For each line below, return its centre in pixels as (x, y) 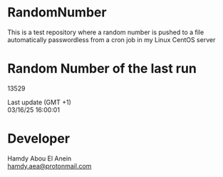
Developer (38, 139)
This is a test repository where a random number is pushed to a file (106, 32)
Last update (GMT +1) (39, 102)
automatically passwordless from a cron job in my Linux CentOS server (111, 39)
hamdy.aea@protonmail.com (50, 166)
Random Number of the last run (102, 69)
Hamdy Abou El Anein (40, 158)
